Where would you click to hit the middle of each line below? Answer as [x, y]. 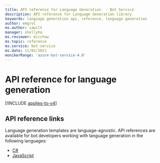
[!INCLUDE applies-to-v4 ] [31, 103]
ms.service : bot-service [30, 46]
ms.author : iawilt [24, 28]
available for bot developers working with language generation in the [74, 136]
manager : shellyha [24, 32]
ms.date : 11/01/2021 [26, 50]
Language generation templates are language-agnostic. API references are [80, 131]
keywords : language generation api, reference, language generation [76, 19]
